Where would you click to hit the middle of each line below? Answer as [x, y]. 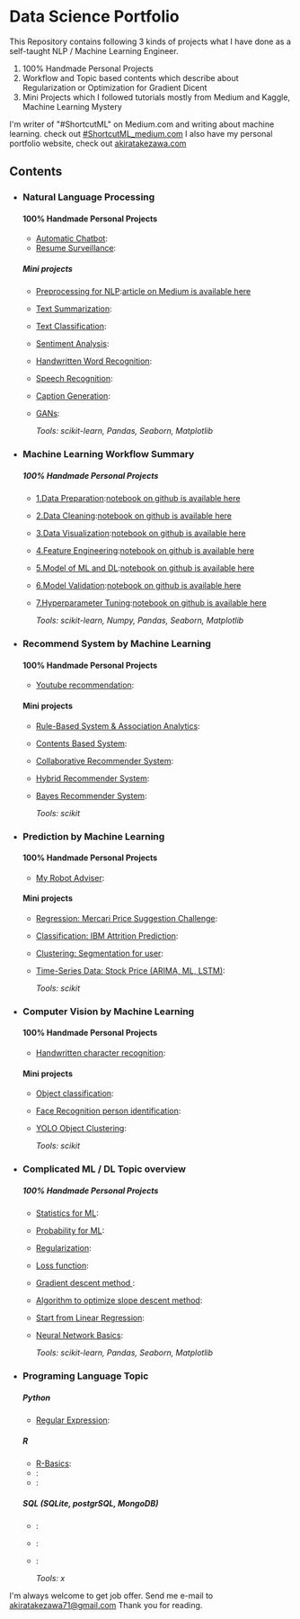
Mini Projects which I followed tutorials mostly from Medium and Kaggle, [156, 97]
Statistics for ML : [67, 1213]
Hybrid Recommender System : [93, 778]
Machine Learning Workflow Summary [108, 454]
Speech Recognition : [74, 379]
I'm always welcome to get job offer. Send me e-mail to [111, 1596]
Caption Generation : [73, 396]
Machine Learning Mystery [72, 106]
